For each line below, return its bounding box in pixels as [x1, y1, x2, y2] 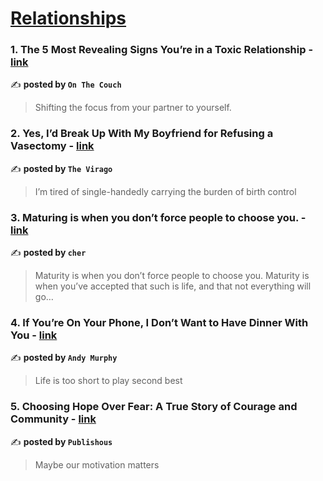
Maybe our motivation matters [34, 458, 160, 471]
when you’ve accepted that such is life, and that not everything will [34, 280, 312, 292]
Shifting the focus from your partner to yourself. [34, 102, 232, 114]
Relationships [10, 7, 127, 30]
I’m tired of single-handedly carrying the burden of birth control [34, 185, 297, 197]
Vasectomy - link [10, 139, 95, 153]
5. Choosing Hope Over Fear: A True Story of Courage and [10, 400, 298, 414]
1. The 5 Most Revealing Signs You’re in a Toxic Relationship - [10, 43, 314, 57]
